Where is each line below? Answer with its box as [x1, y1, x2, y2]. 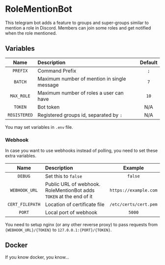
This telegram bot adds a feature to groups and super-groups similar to [5, 20, 149, 26]
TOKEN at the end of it [45, 193, 93, 200]
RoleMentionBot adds [45, 187, 95, 194]
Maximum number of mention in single [37, 75, 126, 82]
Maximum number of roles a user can [37, 89, 124, 96]
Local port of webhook [45, 209, 97, 216]
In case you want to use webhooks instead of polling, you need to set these [5, 147, 158, 153]
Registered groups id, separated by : [37, 112, 123, 118]
